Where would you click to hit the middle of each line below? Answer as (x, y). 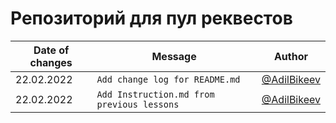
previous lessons (138, 104)
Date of (51, 50)
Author (290, 56)
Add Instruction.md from (155, 94)
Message (174, 56)
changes (51, 62)
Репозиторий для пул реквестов (151, 18)
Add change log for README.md (168, 79)
